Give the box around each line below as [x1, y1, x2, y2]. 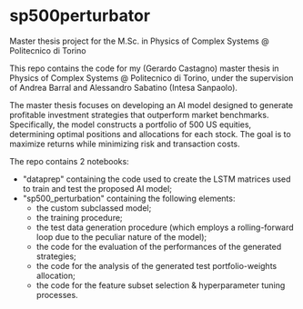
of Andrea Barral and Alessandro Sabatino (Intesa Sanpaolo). [9, 82, 238, 93]
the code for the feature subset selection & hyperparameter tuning [35, 279, 286, 291]
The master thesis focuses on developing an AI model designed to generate [9, 99, 294, 110]
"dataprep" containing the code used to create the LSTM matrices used [22, 174, 291, 184]
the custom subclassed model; [35, 202, 152, 214]
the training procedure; [35, 212, 123, 223]
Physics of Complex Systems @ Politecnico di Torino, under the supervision [9, 72, 294, 83]
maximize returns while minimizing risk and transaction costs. [9, 138, 240, 149]
